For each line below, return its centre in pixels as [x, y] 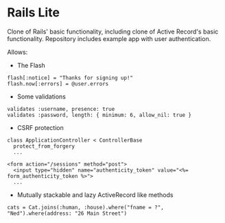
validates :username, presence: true [61, 109]
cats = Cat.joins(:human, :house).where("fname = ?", [86, 207]
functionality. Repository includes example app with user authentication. [109, 38]
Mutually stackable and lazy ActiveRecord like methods [95, 195]
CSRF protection [40, 127]
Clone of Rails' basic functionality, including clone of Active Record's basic [113, 31]
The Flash [31, 65]
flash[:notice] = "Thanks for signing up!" [70, 78]
